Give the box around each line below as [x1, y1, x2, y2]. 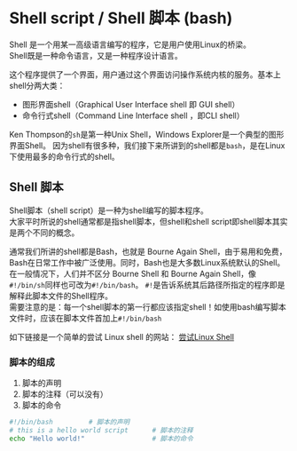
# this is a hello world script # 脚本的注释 [9, 425, 193, 435]
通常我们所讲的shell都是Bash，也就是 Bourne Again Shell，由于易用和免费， [9, 246, 287, 257]
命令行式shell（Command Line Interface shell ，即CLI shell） [21, 110, 245, 121]
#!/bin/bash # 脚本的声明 [9, 418, 130, 427]
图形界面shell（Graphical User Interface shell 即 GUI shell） [21, 99, 240, 109]
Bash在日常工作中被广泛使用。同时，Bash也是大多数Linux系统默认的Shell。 [9, 257, 285, 267]
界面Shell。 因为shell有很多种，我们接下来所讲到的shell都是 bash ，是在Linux [9, 139, 285, 151]
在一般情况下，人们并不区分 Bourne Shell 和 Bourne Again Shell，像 [9, 268, 257, 279]
